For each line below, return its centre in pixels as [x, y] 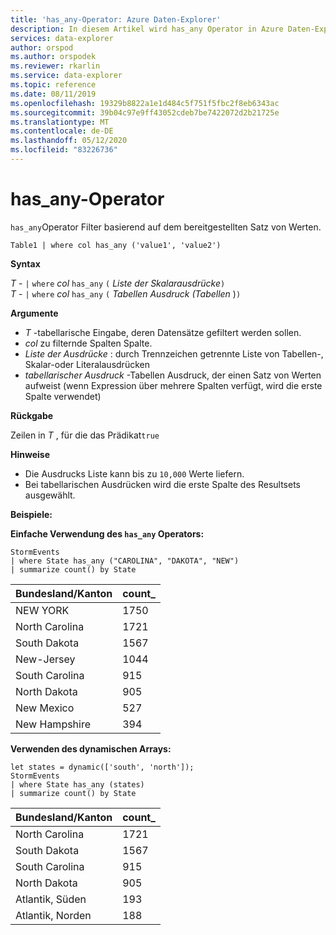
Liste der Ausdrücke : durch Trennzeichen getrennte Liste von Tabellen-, [174, 353]
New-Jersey [45, 659]
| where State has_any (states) [77, 784]
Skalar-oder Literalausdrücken [87, 364]
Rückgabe [32, 415]
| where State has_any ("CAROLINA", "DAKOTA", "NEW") [125, 561]
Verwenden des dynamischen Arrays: [91, 748]
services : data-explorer [62, 38]
